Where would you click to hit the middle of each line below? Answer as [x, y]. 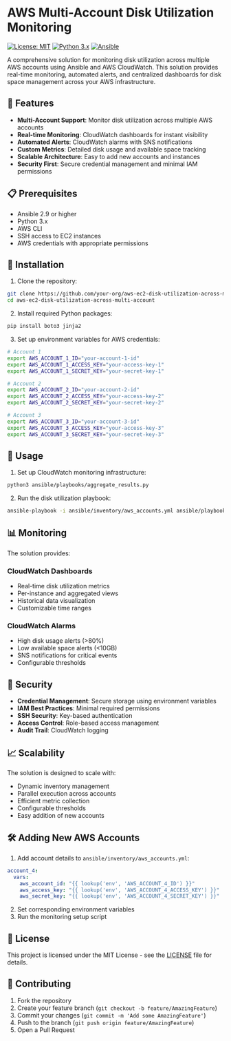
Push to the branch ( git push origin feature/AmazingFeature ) [106, 1022]
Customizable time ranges [54, 608]
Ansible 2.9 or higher [47, 214]
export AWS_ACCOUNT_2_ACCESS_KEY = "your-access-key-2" [86, 396]
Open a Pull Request [46, 1030]
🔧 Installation [36, 264]
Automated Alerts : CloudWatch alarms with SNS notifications [104, 142]
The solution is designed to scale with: [62, 773]
